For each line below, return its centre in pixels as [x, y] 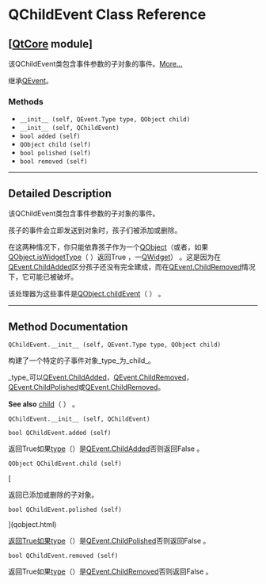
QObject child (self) [55, 145]
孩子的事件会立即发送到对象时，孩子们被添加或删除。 [95, 231]
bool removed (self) [53, 162]
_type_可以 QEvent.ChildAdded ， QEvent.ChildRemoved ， [101, 377]
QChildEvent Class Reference [107, 15]
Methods [26, 101]
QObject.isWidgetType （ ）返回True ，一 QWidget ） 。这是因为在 [115, 257]
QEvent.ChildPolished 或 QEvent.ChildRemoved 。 [87, 387]
